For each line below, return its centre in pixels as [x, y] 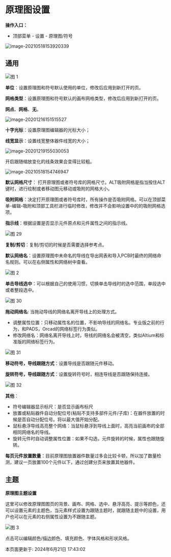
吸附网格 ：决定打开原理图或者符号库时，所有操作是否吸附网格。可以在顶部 [83, 199]
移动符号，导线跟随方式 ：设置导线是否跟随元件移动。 [61, 363]
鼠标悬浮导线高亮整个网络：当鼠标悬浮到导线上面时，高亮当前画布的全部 [88, 425]
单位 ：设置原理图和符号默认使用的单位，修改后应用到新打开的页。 [74, 87]
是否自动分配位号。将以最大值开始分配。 [60, 419]
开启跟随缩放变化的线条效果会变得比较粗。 [50, 161]
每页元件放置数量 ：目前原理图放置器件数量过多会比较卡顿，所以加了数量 [81, 455]
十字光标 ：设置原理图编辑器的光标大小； [48, 130]
